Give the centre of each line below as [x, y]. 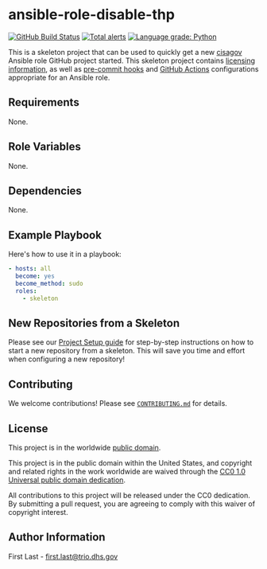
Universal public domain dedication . [67, 480]
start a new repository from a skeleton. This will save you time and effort [127, 351]
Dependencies [45, 191]
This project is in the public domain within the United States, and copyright [130, 463]
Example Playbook [55, 235]
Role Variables [44, 147]
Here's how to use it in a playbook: [65, 254]
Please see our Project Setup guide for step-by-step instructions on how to [131, 342]
